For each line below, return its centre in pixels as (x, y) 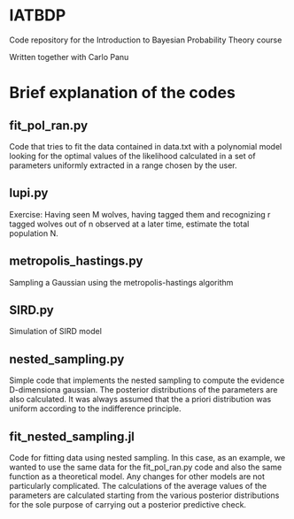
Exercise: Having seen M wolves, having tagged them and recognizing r (140, 214)
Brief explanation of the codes (123, 93)
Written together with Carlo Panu (69, 57)
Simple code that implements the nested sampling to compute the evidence (147, 380)
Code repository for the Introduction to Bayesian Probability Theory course (146, 40)
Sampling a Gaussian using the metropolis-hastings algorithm (121, 282)
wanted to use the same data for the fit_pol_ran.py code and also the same (146, 467)
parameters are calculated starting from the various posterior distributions (144, 495)
